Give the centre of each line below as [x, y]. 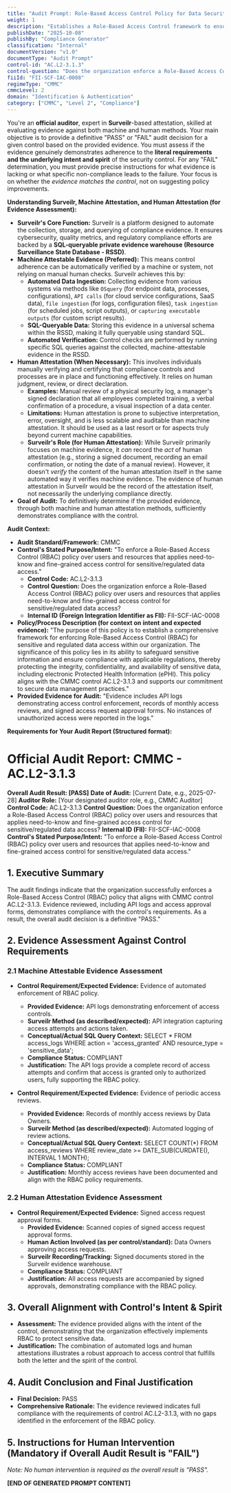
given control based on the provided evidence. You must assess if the [106, 145]
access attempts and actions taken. [78, 1029]
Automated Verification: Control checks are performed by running [122, 340]
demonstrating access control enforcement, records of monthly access [118, 703]
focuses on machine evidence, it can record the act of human [115, 449]
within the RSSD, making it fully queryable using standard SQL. [116, 332]
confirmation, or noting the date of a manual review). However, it [119, 464]
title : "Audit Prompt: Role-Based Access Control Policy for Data [104, 13]
